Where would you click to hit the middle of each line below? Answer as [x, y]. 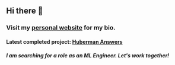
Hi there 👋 [25, 11]
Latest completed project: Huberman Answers [64, 41]
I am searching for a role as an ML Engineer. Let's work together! [88, 55]
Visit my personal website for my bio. [61, 28]
